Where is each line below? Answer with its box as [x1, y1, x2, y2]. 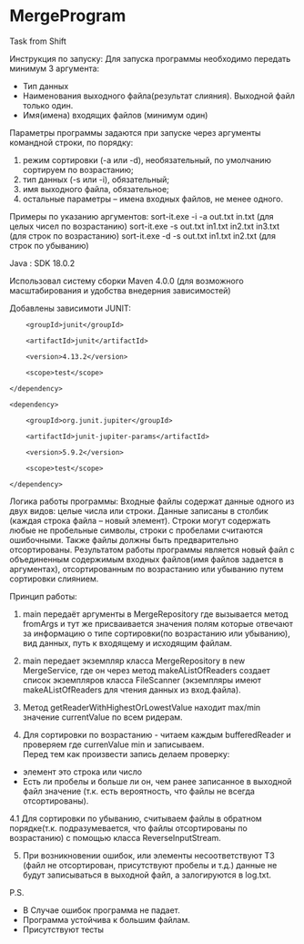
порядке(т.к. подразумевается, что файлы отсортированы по [9, 822, 248, 834]
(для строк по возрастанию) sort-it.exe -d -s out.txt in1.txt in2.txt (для [9, 230, 276, 241]
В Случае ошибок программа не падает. [22, 904, 180, 916]
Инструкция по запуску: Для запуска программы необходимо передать [9, 53, 291, 64]
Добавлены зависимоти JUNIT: [9, 303, 132, 313]
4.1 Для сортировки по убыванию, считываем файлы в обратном [9, 813, 262, 824]
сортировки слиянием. [9, 573, 99, 584]
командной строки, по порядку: [9, 137, 134, 148]
